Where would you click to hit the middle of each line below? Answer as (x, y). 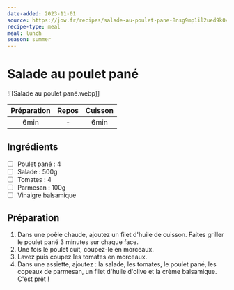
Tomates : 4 (34, 180)
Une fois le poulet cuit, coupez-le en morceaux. (86, 249)
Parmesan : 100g (41, 188)
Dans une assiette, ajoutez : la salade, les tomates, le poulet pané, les (117, 264)
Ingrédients (33, 147)
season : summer (29, 40)
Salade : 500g (37, 171)
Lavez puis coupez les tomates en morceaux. (82, 257)
